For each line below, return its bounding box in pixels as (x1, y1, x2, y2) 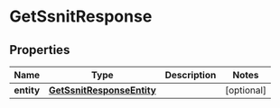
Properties (9, 42, 70, 58)
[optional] (224, 84, 266, 96)
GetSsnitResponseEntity (48, 84, 156, 96)
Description (164, 69, 217, 81)
